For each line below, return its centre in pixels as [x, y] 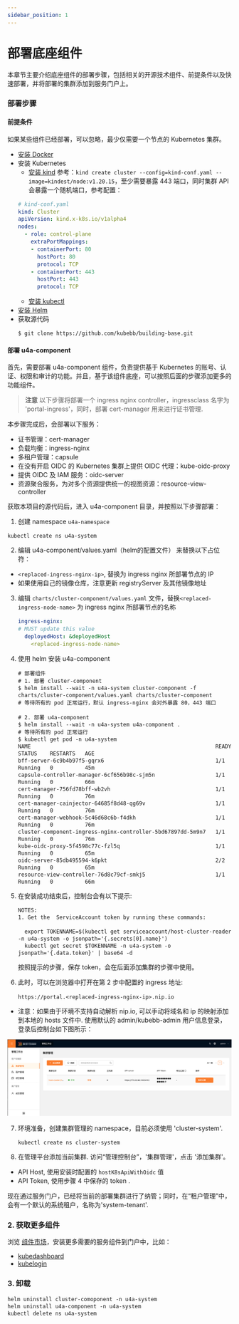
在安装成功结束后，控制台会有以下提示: [75, 896]
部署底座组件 [45, 53]
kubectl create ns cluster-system [69, 1142]
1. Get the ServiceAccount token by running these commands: [112, 917]
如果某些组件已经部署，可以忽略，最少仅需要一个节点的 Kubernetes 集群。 [116, 139]
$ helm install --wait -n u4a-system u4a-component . [99, 724]
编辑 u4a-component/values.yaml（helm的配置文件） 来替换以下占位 [119, 550]
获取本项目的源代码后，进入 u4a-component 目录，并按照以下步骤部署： [114, 506]
